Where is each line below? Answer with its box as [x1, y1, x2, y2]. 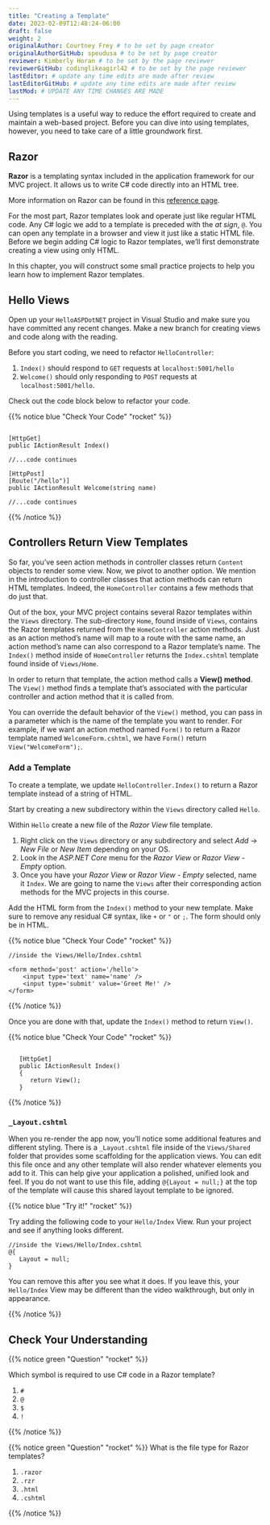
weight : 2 [8, 34, 42, 43]
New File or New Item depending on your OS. [19, 844, 171, 854]
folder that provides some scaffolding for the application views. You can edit [8, 1151, 262, 1161]
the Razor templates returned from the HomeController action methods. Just [8, 624, 260, 634]
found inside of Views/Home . [8, 658, 99, 668]
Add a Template [8, 762, 71, 773]
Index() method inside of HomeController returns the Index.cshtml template [8, 650, 260, 660]
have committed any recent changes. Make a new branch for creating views [8, 323, 260, 332]
